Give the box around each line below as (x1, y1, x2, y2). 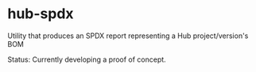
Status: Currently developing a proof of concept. (7, 55, 166, 64)
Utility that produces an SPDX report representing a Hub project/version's (7, 31, 249, 40)
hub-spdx (7, 5, 74, 23)
